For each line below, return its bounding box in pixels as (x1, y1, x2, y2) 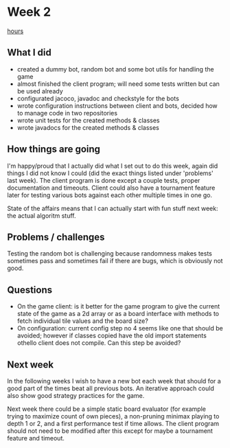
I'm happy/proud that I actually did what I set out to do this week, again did (7, 161, 218, 170)
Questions (7, 284, 53, 295)
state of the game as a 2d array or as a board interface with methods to (16, 310, 220, 318)
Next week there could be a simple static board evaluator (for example (7, 405, 206, 413)
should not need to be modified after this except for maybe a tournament (7, 427, 213, 435)
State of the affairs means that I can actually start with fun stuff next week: (7, 204, 218, 212)
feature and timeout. (7, 434, 65, 442)
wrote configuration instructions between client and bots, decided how (16, 101, 218, 110)
